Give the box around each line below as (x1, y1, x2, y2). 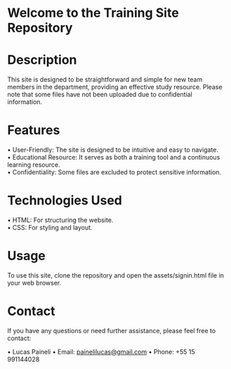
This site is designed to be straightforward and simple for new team (7, 75, 203, 84)
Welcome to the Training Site (7, 5, 179, 21)
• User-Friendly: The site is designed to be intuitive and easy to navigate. (7, 145, 219, 154)
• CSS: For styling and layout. (7, 224, 93, 231)
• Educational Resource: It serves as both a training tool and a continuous (7, 153, 220, 162)
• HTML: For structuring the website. (7, 216, 114, 224)
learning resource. (7, 160, 60, 169)
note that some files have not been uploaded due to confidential (7, 90, 193, 99)
